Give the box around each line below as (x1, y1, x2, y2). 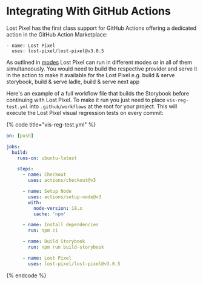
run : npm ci (28, 227, 59, 234)
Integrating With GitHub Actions (6, 4, 171, 18)
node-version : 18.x (33, 205, 83, 211)
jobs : (6, 144, 20, 150)
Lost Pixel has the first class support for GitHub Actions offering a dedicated (6, 24, 197, 32)
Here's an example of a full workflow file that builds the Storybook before (6, 89, 190, 97)
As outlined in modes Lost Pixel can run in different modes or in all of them (6, 58, 193, 66)
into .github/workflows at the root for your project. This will (29, 102, 178, 110)
